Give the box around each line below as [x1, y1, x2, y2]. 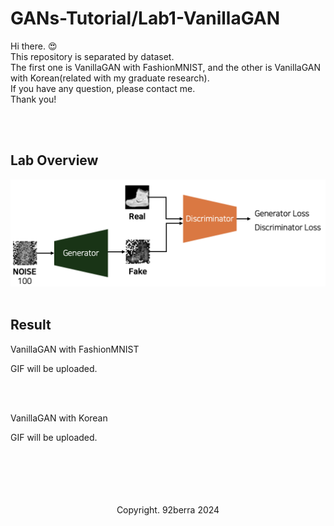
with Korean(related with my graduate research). [10, 72, 210, 84]
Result [10, 317, 52, 334]
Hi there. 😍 [10, 40, 58, 52]
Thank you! [10, 93, 57, 105]
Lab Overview [10, 152, 99, 169]
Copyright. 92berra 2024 [116, 503, 220, 516]
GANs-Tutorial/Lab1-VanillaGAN [10, 7, 281, 30]
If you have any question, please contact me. [10, 82, 196, 94]
